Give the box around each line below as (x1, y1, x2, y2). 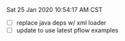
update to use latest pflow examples (16, 26, 119, 34)
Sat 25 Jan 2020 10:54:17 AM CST (6, 6, 103, 13)
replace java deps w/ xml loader (16, 19, 107, 26)
